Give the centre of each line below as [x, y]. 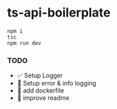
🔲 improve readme [43, 98]
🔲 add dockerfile [40, 90]
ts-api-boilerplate [59, 13]
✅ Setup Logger [40, 76]
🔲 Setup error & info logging [56, 83]
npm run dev [24, 43]
